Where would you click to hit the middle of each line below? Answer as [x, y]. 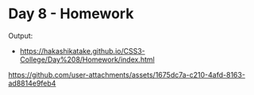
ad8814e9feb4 [32, 83]
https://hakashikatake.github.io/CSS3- [82, 51]
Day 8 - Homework [71, 14]
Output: [21, 36]
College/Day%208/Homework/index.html [87, 59]
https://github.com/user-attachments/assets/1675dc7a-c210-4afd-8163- [127, 74]
